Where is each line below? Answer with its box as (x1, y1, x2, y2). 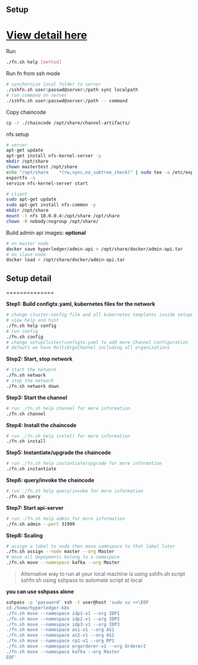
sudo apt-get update (6, 196, 57, 202)
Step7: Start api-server (6, 504, 64, 511)
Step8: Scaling (6, 532, 43, 539)
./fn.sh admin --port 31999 (6, 521, 75, 527)
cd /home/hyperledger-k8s (6, 605, 70, 611)
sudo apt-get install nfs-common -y (6, 202, 96, 208)
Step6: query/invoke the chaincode (6, 477, 94, 484)
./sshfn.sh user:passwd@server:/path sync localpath (6, 87, 138, 93)
